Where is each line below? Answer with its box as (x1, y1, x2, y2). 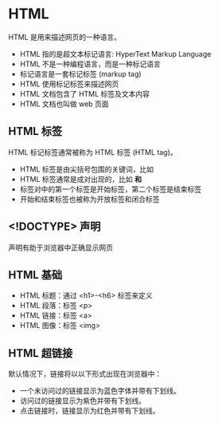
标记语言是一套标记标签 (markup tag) (19, 69, 142, 78)
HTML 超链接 (8, 346, 73, 360)
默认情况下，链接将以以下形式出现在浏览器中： (8, 369, 162, 379)
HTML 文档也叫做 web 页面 (19, 99, 109, 109)
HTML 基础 (8, 268, 63, 282)
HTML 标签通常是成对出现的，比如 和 (19, 174, 142, 184)
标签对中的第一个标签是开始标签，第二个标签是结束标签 (19, 184, 201, 194)
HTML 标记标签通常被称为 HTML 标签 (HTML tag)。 (8, 147, 178, 156)
